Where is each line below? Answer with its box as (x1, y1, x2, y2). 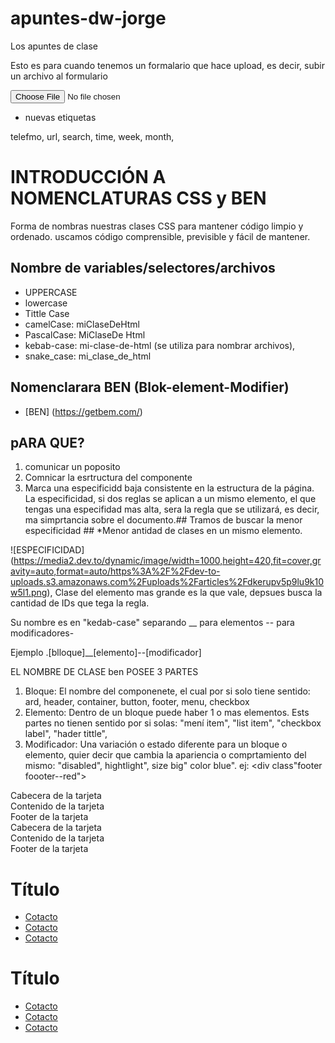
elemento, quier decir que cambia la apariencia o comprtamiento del (24, 749, 307, 761)
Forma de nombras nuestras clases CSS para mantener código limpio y (10, 220, 304, 232)
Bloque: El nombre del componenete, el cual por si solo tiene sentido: (24, 685, 311, 697)
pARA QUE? (10, 434, 85, 451)
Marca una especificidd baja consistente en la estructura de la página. (24, 482, 315, 494)
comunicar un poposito (24, 461, 121, 473)
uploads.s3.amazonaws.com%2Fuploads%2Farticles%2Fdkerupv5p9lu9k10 (10, 576, 325, 588)
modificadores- (10, 627, 75, 639)
